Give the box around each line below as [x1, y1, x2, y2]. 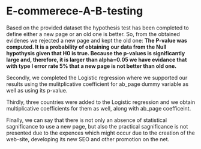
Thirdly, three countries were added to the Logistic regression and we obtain [6, 98, 196, 106]
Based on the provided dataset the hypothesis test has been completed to [6, 24, 189, 31]
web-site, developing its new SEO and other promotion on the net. [6, 135, 170, 142]
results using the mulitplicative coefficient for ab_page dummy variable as [6, 80, 189, 88]
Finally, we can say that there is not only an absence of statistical [6, 116, 167, 124]
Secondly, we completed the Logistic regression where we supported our [6, 74, 188, 81]
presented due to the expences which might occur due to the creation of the [6, 129, 195, 136]
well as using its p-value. [6, 87, 68, 94]
